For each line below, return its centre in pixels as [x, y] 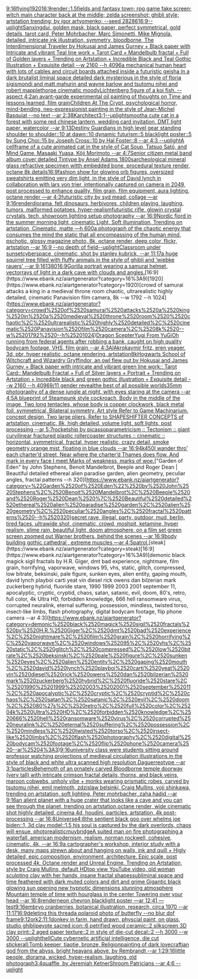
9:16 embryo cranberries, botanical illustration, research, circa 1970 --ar [102, 907]
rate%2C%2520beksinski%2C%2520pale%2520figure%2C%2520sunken [97, 655]
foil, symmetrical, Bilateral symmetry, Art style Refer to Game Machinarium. [97, 411]
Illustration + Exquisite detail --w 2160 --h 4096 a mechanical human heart [96, 65]
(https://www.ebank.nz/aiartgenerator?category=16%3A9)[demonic [88, 555]
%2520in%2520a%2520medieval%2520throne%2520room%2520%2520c [98, 316]
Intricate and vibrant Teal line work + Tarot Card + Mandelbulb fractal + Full [98, 52]
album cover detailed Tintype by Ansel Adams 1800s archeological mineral [96, 159]
